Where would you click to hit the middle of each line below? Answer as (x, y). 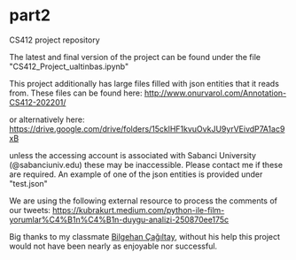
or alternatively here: (47, 119)
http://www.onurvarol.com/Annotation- (215, 93)
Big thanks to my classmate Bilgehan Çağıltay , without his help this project (145, 236)
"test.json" (29, 183)
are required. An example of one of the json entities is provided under (136, 174)
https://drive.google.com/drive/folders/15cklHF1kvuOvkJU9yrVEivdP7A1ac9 (147, 128)
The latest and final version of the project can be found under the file (135, 57)
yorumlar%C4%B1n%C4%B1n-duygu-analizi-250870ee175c (119, 219)
